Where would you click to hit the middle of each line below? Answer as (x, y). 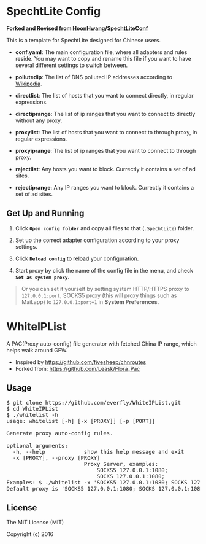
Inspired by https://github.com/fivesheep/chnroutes (81, 362)
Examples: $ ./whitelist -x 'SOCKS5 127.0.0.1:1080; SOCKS (97, 482)
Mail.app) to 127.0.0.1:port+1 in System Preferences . (90, 301)
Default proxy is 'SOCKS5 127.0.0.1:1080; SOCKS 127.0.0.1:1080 (105, 488)
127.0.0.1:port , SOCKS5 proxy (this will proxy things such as (99, 295)
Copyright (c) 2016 (30, 534)
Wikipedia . (29, 84)
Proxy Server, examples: (121, 464)
